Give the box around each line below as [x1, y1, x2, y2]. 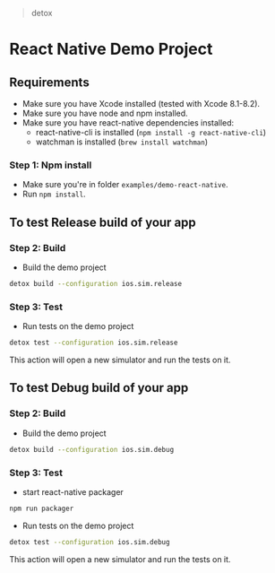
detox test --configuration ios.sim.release [9, 338, 178, 348]
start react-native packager [21, 486, 124, 497]
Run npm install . [21, 188, 87, 200]
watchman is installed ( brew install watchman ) [35, 136, 209, 147]
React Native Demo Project [9, 39, 213, 59]
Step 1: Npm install [9, 159, 92, 171]
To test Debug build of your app [9, 380, 189, 395]
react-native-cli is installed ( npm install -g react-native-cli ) [35, 127, 267, 137]
